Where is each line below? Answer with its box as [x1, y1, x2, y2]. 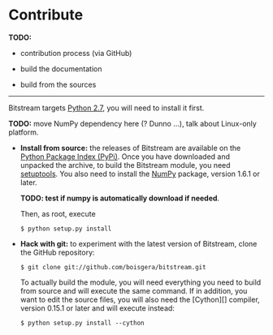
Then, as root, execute [19, 208, 96, 218]
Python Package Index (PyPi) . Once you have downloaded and [19, 152, 230, 161]
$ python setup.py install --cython [19, 319, 145, 327]
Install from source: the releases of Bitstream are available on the [19, 143, 241, 152]
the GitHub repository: [19, 247, 95, 257]
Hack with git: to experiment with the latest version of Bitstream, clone [19, 238, 258, 248]
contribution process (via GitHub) [19, 48, 132, 58]
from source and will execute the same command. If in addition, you [19, 286, 248, 295]
